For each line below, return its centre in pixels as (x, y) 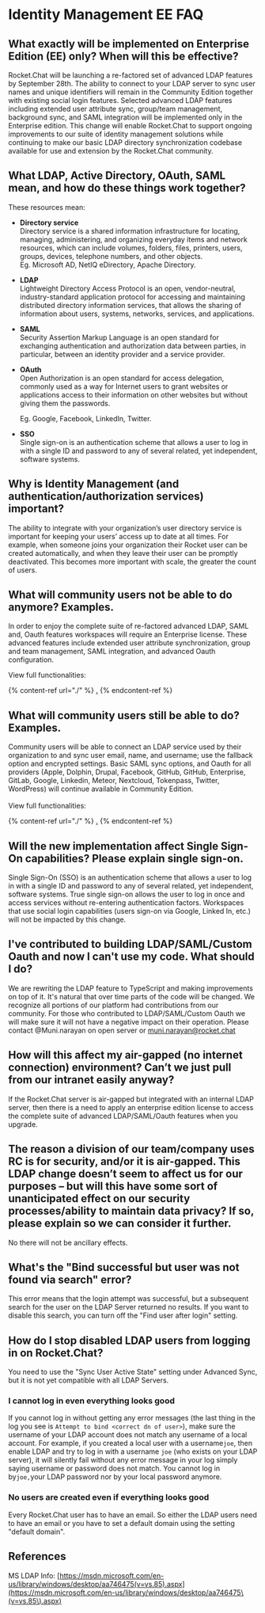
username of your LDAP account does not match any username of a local (128, 1435)
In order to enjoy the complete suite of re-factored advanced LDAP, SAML (129, 626)
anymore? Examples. (61, 607)
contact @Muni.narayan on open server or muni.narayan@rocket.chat (122, 1030)
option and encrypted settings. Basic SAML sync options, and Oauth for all (130, 764)
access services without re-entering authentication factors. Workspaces (126, 903)
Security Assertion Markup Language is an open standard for (119, 337)
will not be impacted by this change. (67, 919)
